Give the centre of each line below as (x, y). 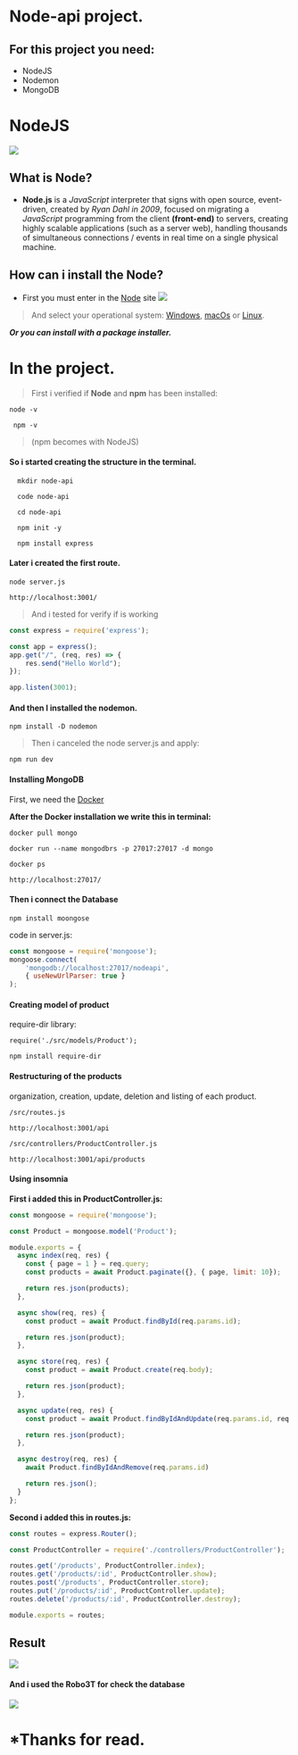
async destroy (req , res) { (67, 1460)
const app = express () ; (54, 646)
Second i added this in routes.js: (70, 1517)
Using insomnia (39, 1179)
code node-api (43, 496)
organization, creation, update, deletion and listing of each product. (133, 1096)
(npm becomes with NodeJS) (85, 441)
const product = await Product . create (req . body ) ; (120, 1370)
